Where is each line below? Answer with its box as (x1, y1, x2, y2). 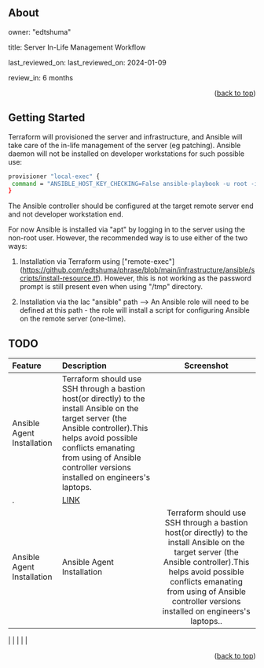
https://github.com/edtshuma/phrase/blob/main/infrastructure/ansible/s (22, 265, 255, 275)
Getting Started (8, 111, 86, 124)
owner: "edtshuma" (8, 27, 71, 36)
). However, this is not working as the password (97, 273, 251, 283)
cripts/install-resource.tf (19, 273, 98, 283)
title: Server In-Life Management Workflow (8, 43, 146, 52)
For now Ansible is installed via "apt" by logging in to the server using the (8, 225, 246, 235)
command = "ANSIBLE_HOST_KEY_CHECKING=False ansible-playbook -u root (11, 180, 247, 187)
